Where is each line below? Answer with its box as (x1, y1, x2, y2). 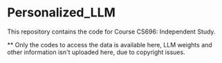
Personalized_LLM (7, 5, 116, 21)
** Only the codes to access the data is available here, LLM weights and (7, 40, 212, 49)
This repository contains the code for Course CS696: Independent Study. (7, 27, 216, 36)
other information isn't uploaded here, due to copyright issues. (7, 48, 185, 56)
